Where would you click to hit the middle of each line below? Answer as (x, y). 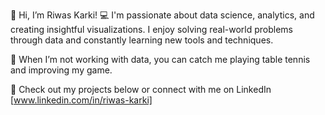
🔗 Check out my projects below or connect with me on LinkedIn (141, 89)
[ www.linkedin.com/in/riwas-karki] (81, 100)
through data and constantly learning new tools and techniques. (142, 40)
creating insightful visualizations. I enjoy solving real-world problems (151, 29)
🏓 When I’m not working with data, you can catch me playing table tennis (160, 59)
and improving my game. (61, 70)
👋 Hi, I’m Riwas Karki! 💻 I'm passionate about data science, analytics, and (162, 15)
